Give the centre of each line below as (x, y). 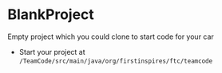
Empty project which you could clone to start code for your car (111, 36)
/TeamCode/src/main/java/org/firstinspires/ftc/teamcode (116, 61)
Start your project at (52, 52)
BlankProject (51, 15)
